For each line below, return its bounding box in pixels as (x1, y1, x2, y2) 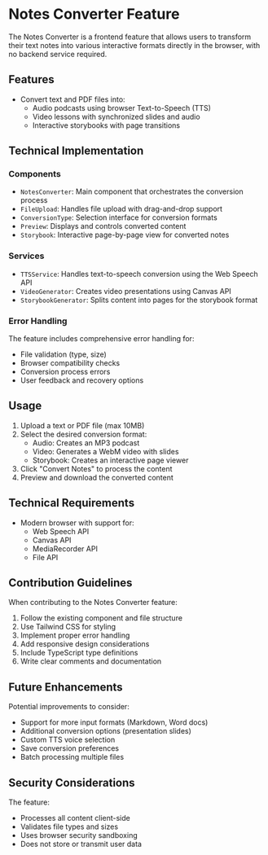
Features (8, 72, 55, 86)
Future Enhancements (8, 680, 124, 694)
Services (8, 250, 45, 261)
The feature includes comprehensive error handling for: (8, 334, 195, 344)
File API (32, 552, 59, 562)
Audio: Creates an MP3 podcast (32, 437, 140, 448)
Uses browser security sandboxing (20, 831, 138, 840)
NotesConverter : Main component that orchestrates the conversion (20, 186, 244, 196)
